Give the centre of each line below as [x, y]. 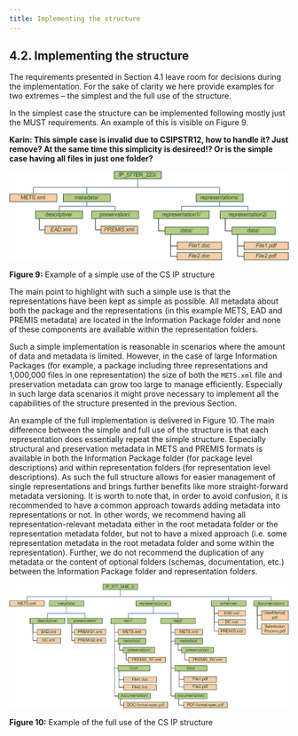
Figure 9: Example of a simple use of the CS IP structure [112, 274]
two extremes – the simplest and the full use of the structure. [121, 96]
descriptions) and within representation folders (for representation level [140, 468]
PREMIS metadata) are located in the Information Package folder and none [145, 321]
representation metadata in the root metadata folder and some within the [142, 543]
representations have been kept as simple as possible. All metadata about [144, 301]
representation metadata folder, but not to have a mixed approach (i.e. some [149, 534]
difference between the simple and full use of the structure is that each [139, 430]
